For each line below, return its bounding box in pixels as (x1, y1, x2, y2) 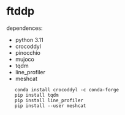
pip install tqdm (14, 92, 59, 98)
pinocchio (15, 49, 41, 56)
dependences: (6, 24, 43, 32)
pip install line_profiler (14, 97, 84, 103)
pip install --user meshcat (14, 102, 86, 109)
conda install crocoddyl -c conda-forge (14, 86, 119, 92)
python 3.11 (15, 36, 44, 43)
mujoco (15, 55, 35, 63)
